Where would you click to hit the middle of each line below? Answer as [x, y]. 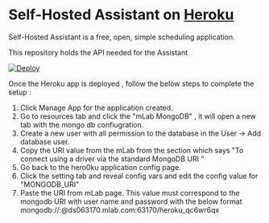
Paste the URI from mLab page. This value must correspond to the [130, 193]
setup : [20, 92]
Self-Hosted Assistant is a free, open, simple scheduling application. [122, 37]
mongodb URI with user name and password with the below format [131, 201]
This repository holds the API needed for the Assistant [98, 52]
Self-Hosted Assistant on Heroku [121, 15]
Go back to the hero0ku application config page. [100, 167]
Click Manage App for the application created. [96, 107]
